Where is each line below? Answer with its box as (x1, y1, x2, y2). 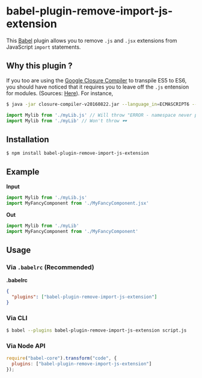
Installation (6, 134, 49, 144)
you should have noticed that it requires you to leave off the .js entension (6, 83, 189, 90)
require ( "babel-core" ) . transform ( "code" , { (6, 355, 117, 362)
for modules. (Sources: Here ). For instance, (6, 89, 114, 97)
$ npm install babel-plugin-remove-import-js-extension (6, 150, 149, 156)
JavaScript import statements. (6, 43, 81, 51)
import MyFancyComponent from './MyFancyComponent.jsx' (6, 200, 149, 206)
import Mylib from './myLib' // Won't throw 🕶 (6, 117, 127, 124)
